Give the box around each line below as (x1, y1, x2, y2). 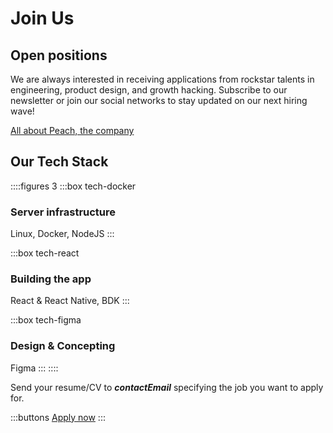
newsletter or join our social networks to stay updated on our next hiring (10, 95, 308, 106)
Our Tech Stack (10, 153, 109, 171)
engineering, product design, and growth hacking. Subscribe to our (10, 84, 288, 96)
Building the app (10, 272, 92, 286)
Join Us (10, 7, 75, 30)
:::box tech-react (10, 247, 80, 259)
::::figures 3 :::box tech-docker (10, 180, 137, 192)
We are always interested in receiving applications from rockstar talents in (10, 73, 315, 85)
